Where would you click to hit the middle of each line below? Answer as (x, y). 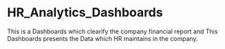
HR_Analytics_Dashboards (85, 13)
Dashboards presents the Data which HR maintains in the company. (103, 38)
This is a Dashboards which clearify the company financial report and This (112, 31)
